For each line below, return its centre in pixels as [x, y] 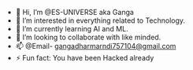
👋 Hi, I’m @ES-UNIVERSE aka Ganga [74, 12]
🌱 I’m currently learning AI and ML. [72, 29]
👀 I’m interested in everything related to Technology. [100, 20]
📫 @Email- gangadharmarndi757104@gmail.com [96, 46]
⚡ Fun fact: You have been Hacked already [85, 58]
